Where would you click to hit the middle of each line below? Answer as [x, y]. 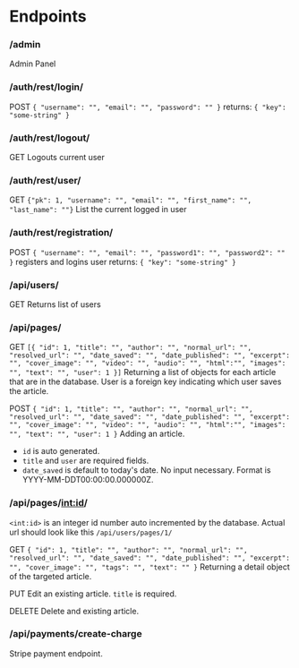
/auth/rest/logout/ [50, 138]
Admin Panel [33, 64]
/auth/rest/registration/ [61, 233]
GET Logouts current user [57, 158]
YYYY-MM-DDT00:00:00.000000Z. [88, 480]
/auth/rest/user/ [45, 180]
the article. [29, 391]
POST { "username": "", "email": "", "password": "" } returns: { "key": [148, 107]
